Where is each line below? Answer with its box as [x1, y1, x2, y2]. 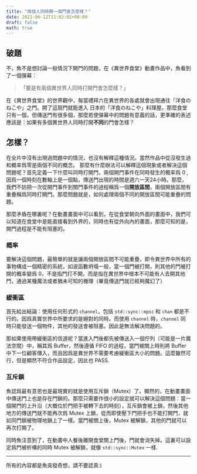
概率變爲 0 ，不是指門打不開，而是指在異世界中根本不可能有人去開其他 [16, 270, 186, 277]
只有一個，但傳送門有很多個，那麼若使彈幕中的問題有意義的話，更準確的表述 [6, 112, 191, 119]
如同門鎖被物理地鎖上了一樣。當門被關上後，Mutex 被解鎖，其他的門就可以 [6, 417, 187, 424]
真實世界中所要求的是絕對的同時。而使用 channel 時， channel [31, 315, 180, 322]
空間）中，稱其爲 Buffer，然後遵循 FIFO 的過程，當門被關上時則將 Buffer [11, 342, 186, 349]
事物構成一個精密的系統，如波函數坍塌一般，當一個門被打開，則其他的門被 [6, 263, 186, 270]
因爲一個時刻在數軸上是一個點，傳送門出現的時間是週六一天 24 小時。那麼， [6, 176, 188, 183]
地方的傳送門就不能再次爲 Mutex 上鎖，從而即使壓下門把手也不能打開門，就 [6, 409, 189, 416]
